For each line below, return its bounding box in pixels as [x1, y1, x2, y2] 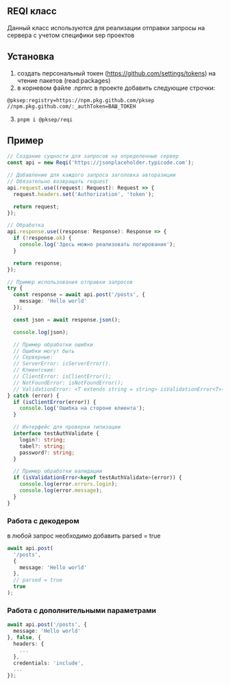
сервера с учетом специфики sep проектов [7, 31, 135, 39]
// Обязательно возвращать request [7, 178, 109, 185]
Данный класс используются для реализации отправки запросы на [7, 23, 205, 32]
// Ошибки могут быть [13, 348, 75, 354]
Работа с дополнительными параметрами [7, 605, 157, 615]
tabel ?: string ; [19, 442, 66, 450]
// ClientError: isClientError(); [13, 373, 112, 380]
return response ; [13, 260, 63, 267]
